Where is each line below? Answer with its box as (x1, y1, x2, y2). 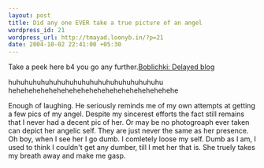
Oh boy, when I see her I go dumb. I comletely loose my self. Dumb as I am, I (8, 134, 256, 144)
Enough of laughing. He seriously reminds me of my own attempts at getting (8, 101, 256, 111)
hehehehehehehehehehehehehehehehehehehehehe (8, 86, 179, 95)
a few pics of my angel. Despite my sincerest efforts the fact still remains (8, 109, 245, 119)
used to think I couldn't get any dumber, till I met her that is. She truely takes (8, 143, 256, 152)
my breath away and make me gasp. (8, 151, 126, 161)
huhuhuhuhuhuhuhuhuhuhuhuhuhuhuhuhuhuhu (8, 78, 164, 87)
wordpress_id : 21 (8, 26, 65, 34)
